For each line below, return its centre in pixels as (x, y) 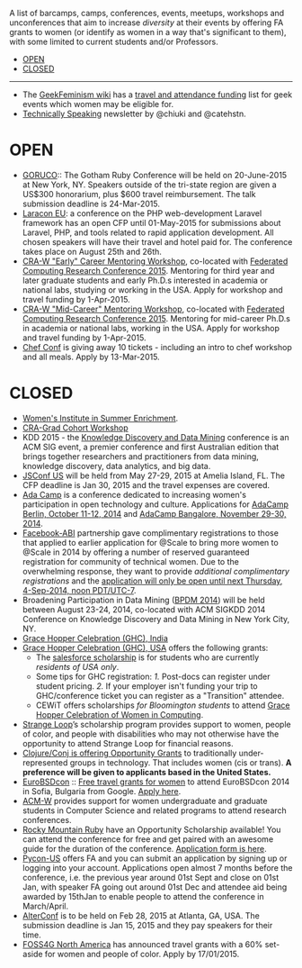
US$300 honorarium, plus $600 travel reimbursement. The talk (139, 194)
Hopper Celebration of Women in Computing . (120, 714)
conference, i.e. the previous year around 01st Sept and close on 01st (151, 877)
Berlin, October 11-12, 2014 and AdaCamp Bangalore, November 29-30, (154, 513)
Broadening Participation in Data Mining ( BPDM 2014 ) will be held (143, 600)
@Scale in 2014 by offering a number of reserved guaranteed (136, 552)
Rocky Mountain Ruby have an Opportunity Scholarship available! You (151, 829)
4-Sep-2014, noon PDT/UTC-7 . (79, 590)
